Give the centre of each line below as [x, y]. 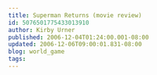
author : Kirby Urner [42, 30]
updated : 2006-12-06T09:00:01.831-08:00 [75, 45]
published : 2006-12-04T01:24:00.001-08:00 [78, 37]
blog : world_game [37, 52]
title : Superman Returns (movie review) [75, 15]
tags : [17, 59]
